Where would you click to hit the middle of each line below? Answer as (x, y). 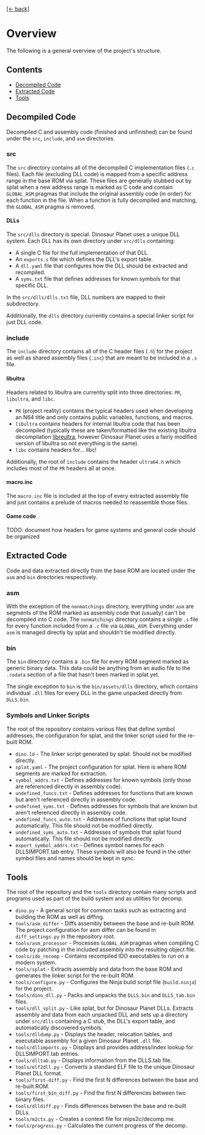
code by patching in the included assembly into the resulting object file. (105, 950)
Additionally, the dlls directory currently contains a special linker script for (100, 316)
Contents (24, 70)
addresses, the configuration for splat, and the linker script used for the (96, 735)
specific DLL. (32, 285)
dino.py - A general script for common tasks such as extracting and (101, 910)
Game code (21, 516)
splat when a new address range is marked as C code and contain (90, 187)
